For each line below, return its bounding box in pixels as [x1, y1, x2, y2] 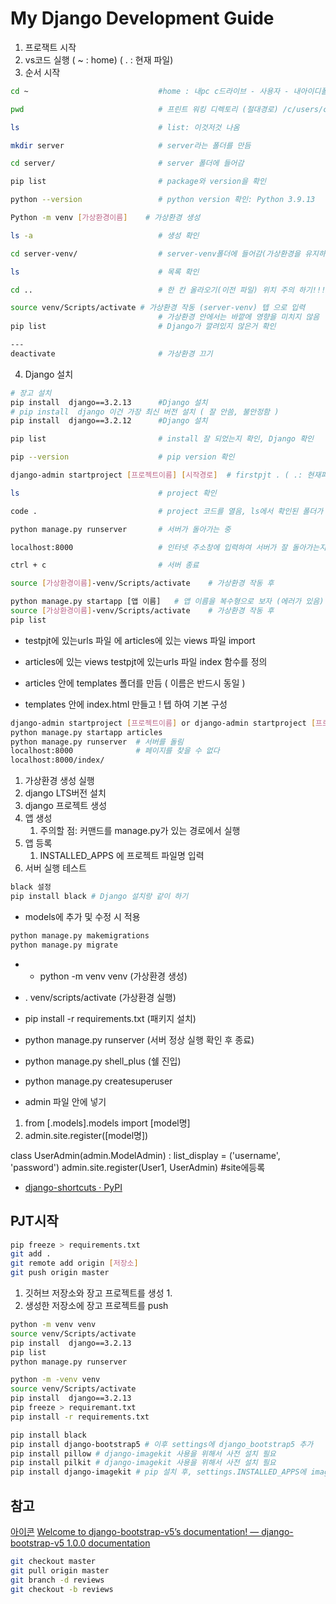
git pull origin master [10, 1565, 110, 1576]
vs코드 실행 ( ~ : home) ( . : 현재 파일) [24, 53, 174, 66]
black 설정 [10, 882, 52, 892]
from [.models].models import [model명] [24, 1117, 191, 1129]
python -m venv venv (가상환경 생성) [39, 970, 188, 982]
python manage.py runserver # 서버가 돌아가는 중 [10, 524, 232, 534]
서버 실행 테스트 [24, 862, 87, 874]
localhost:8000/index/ [10, 755, 105, 766]
